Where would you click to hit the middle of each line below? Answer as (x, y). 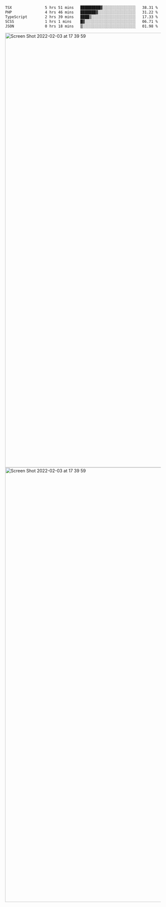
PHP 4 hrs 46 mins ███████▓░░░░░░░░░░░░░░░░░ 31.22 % (82, 12)
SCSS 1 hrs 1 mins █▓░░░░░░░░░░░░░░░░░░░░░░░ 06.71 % (82, 21)
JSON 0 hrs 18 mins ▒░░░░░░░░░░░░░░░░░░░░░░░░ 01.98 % (82, 26)
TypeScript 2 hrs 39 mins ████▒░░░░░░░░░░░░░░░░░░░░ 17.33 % (82, 17)
